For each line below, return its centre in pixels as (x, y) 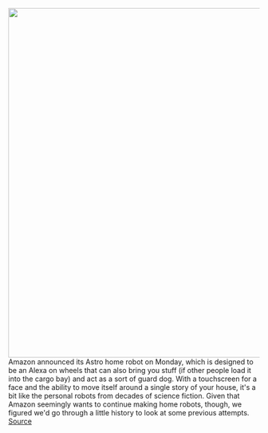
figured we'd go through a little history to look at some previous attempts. (129, 413)
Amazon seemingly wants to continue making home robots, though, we (125, 404)
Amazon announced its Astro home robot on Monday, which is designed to (131, 362)
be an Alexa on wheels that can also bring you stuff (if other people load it (130, 370)
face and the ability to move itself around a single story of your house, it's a (132, 387)
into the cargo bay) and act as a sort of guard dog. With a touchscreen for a (133, 379)
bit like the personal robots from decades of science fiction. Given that (124, 396)
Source (20, 421)
